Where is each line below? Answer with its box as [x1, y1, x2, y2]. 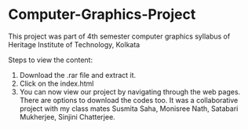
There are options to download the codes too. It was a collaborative [19, 95, 239, 105]
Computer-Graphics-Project [8, 6, 196, 24]
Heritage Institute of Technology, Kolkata [8, 39, 140, 49]
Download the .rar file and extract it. [19, 70, 137, 79]
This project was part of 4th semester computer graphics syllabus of [8, 31, 231, 41]
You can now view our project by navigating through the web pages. [19, 87, 241, 96]
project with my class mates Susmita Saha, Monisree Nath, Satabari [19, 104, 239, 113]
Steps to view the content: [8, 55, 93, 64]
